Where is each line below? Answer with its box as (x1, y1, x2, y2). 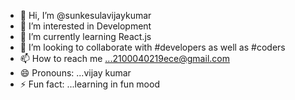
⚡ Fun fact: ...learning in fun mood (19, 78, 160, 90)
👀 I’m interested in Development (19, 20, 152, 32)
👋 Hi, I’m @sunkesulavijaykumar (19, 10, 152, 21)
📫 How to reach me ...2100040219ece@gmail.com (19, 53, 230, 64)
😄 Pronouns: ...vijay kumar (19, 67, 132, 79)
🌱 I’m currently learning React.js (19, 31, 152, 42)
